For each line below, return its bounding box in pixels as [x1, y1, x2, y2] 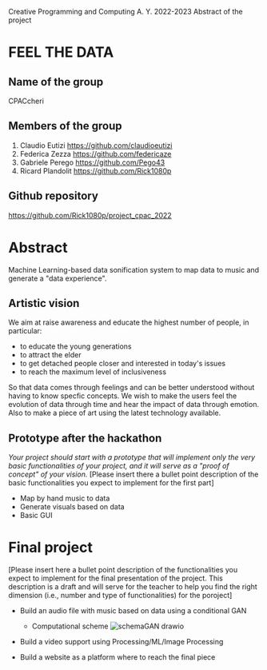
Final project [8, 539, 94, 556]
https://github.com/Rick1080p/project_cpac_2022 [8, 210, 172, 220]
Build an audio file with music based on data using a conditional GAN [19, 606, 247, 616]
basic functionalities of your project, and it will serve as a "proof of [8, 461, 229, 471]
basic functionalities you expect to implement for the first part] [8, 478, 214, 488]
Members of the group [8, 119, 122, 133]
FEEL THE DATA [8, 43, 114, 62]
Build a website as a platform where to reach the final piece [19, 652, 216, 662]
